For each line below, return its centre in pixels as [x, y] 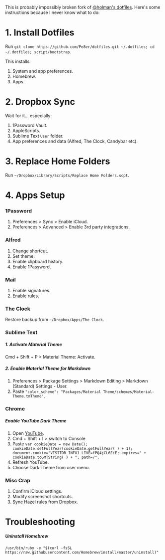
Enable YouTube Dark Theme [36, 420]
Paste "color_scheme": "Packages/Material [56, 391]
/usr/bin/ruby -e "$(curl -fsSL [39, 548]
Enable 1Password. [32, 267]
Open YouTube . [28, 433]
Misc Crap [18, 480]
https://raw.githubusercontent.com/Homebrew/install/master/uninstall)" [82, 553]
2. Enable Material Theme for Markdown [48, 368]
